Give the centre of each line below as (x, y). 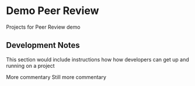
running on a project (30, 66)
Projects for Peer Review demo (43, 27)
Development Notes (43, 45)
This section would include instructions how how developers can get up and (98, 59)
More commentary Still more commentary (56, 77)
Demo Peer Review (53, 11)
